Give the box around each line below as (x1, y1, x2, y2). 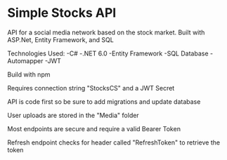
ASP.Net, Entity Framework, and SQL (7, 35, 114, 44)
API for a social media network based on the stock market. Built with (7, 28, 205, 36)
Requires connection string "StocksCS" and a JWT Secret (7, 84, 175, 92)
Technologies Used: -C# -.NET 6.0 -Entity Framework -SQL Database (7, 49, 209, 58)
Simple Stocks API (7, 5, 117, 21)
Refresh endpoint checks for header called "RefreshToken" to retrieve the (7, 138, 220, 147)
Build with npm (7, 70, 51, 79)
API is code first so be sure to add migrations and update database (7, 97, 201, 106)
